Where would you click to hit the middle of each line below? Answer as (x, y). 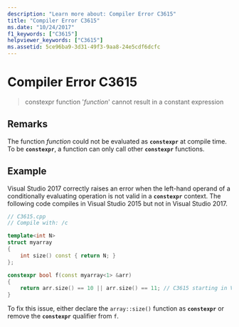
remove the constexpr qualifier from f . (63, 316)
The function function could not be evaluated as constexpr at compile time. (117, 141)
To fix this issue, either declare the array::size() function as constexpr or (116, 309)
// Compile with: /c (38, 223)
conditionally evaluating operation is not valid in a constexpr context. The (114, 195)
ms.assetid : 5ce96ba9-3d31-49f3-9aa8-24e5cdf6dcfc (84, 47)
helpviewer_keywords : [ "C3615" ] (55, 41)
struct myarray (30, 242)
